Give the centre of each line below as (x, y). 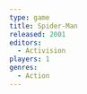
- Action (34, 76)
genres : (24, 68)
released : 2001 (38, 34)
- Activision (42, 51)
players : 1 (30, 59)
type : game (30, 17)
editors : (26, 43)
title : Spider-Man (43, 26)
